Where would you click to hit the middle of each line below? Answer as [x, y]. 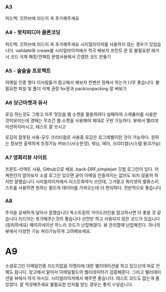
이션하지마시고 [19, 127]
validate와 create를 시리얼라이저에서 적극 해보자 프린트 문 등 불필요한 [83, 50]
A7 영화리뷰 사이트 [26, 158]
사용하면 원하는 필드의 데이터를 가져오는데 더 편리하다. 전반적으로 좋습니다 [90, 188]
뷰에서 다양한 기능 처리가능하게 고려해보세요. [48, 231]
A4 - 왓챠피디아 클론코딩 [33, 32]
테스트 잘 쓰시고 [51, 127]
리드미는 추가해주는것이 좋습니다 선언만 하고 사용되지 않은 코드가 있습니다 [89, 219]
